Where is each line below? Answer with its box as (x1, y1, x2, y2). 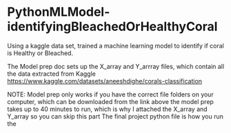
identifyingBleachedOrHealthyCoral (7, 19, 218, 34)
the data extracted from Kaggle (7, 70, 97, 78)
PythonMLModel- (7, 4, 110, 20)
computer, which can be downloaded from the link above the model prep (7, 97, 214, 105)
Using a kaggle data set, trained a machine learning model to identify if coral (7, 41, 224, 50)
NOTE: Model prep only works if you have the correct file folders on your (7, 90, 214, 99)
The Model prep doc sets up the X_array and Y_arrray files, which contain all (7, 62, 225, 70)
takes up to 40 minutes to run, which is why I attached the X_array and (7, 105, 208, 113)
